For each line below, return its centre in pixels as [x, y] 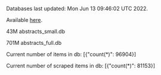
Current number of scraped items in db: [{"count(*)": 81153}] [81, 66]
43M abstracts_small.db [36, 31]
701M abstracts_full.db [34, 43]
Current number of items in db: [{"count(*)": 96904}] [71, 54]
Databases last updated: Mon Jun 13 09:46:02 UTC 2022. [77, 9]
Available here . [24, 20]
